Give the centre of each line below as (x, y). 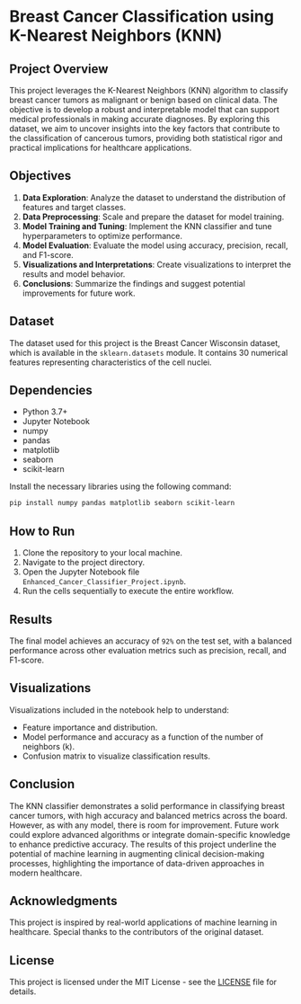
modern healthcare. (46, 873)
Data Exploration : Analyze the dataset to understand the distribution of (154, 197)
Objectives (40, 176)
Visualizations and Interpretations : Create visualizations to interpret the (157, 264)
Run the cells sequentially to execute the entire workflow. (128, 591)
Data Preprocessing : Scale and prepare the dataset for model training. (153, 217)
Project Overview (59, 69)
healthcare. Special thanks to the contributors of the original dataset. (137, 932)
